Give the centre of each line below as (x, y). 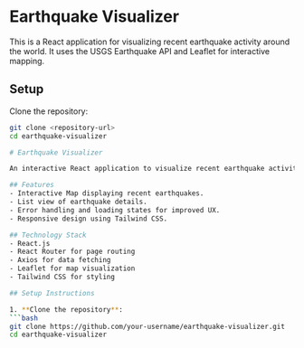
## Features (32, 185)
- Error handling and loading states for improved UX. (115, 210)
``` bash (24, 318)
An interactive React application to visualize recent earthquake (137, 169)
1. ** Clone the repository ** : (66, 309)
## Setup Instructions (52, 293)
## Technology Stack (48, 235)
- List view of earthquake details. (78, 202)
